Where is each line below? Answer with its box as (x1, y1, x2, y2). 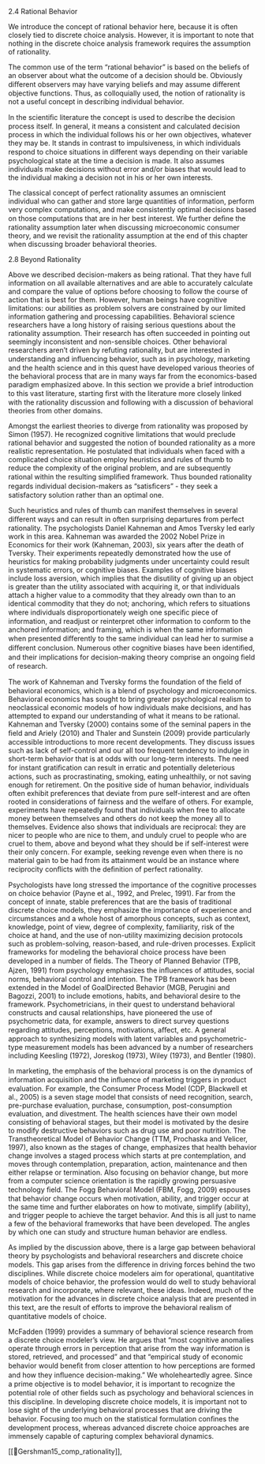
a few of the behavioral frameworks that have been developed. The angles (8, 1219, 251, 1228)
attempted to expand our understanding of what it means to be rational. (8, 711, 241, 720)
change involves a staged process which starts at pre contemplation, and (8, 1151, 247, 1160)
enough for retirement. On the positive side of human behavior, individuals (8, 780, 250, 790)
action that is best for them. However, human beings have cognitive (8, 295, 227, 304)
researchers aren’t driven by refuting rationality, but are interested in (8, 345, 230, 354)
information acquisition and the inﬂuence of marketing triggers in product (8, 1075, 247, 1084)
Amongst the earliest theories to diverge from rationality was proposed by (8, 421, 248, 431)
